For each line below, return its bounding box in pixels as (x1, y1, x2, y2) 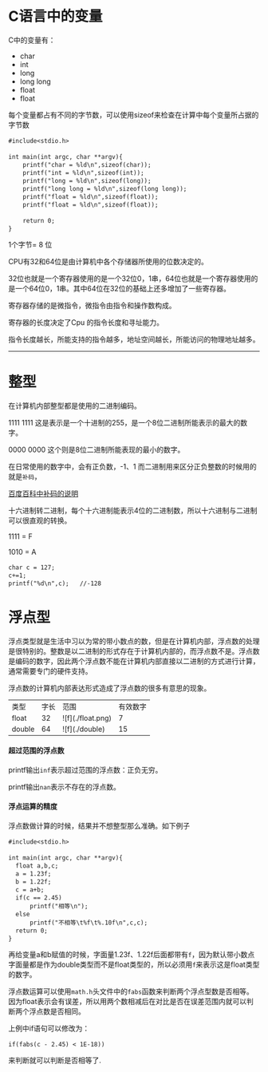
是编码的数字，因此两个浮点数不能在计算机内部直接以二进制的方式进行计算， (8, 656, 260, 666)
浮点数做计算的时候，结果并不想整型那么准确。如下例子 (8, 821, 190, 830)
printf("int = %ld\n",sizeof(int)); (22, 168, 145, 176)
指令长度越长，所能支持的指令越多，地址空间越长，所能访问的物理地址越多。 (8, 334, 260, 344)
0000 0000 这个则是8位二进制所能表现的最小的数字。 (8, 445, 185, 454)
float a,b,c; (15, 861, 59, 870)
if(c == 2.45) (15, 893, 62, 902)
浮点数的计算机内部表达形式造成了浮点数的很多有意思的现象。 (8, 683, 211, 693)
